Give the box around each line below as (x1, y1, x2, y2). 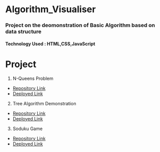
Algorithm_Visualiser (5, 4, 96, 15)
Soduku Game (12, 126, 43, 132)
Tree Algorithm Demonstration (12, 100, 76, 106)
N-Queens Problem (12, 75, 54, 81)
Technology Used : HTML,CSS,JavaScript (5, 41, 95, 47)
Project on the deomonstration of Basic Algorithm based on (5, 22, 155, 29)
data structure (5, 28, 42, 35)
